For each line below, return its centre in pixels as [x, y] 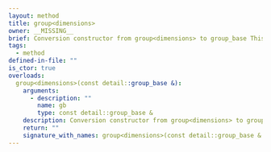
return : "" [41, 128]
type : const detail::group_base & [95, 113]
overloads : [27, 76]
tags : [17, 46]
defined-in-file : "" [43, 61]
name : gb [52, 105]
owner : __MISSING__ [41, 31]
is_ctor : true [32, 68]
